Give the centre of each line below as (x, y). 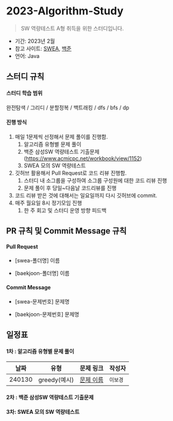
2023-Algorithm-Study (65, 11)
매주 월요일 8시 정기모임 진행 (48, 203)
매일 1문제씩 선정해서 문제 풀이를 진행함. (61, 136)
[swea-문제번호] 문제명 (42, 301)
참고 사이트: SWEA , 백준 (43, 48)
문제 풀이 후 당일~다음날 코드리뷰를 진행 (70, 188)
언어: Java (27, 56)
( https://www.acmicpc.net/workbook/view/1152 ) (83, 158)
